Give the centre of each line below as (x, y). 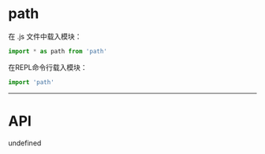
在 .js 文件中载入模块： (45, 36)
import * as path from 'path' (58, 51)
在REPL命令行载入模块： (48, 67)
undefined (25, 143)
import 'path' (32, 82)
